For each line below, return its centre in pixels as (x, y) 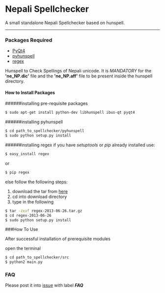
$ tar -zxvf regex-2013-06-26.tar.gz (44, 211)
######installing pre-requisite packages (46, 103)
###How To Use (22, 229)
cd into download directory (40, 196)
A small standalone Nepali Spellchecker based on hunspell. (65, 23)
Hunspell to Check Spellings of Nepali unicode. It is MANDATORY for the (78, 71)
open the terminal (23, 248)
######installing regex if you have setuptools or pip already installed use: (80, 145)
